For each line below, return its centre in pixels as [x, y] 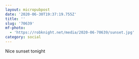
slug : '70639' [20, 23]
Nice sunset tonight [25, 51]
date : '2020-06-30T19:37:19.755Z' [41, 14]
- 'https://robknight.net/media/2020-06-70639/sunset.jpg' [72, 32]
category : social [23, 37]
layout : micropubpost [28, 10]
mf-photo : [15, 28]
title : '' [15, 19]
